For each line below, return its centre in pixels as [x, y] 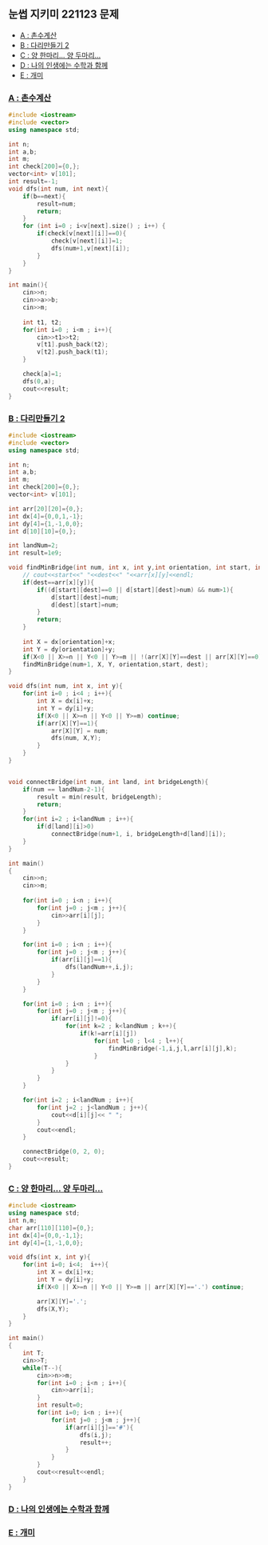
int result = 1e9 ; [35, 553]
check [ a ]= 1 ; [42, 374]
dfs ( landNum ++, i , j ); [99, 967]
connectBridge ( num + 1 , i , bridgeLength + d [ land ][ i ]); [138, 835]
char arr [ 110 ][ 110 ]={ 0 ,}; [51, 1228]
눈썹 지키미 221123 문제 [64, 14]
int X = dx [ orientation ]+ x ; [69, 642]
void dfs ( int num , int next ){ [59, 189]
